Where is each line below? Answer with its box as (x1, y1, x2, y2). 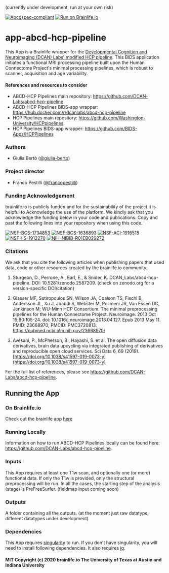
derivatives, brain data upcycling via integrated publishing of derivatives (12, 343, 163, 349)
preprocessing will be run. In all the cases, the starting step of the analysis (5, 480, 160, 487)
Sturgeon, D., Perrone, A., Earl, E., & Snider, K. (12, 274, 109, 281)
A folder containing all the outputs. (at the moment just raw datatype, (5, 510, 149, 516)
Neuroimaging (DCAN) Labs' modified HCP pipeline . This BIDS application (5, 54, 159, 60)
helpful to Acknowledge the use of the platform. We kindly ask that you (5, 209, 153, 215)
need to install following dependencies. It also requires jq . (5, 545, 125, 551)
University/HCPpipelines (12, 120, 64, 126)
